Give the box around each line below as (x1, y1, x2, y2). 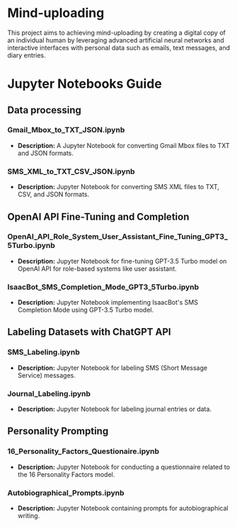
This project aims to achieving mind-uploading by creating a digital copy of (7, 28, 226, 37)
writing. (17, 511, 40, 520)
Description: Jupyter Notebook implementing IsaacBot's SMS (17, 298, 198, 307)
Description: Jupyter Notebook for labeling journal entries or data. (17, 405, 212, 414)
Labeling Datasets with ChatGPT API (7, 326, 171, 338)
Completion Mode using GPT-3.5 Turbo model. (17, 306, 154, 314)
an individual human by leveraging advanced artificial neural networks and (7, 35, 224, 44)
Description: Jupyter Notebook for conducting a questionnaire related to (17, 463, 231, 471)
